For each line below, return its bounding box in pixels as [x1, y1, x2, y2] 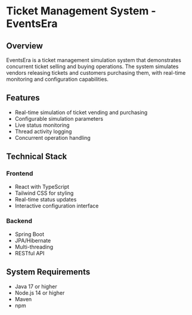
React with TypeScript [14, 183, 70, 190]
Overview [6, 41, 44, 51]
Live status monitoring [14, 121, 70, 129]
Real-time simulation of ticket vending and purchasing [14, 109, 148, 116]
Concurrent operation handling [14, 134, 91, 141]
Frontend [6, 169, 33, 178]
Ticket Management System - [6, 4, 156, 18]
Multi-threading [14, 243, 54, 250]
